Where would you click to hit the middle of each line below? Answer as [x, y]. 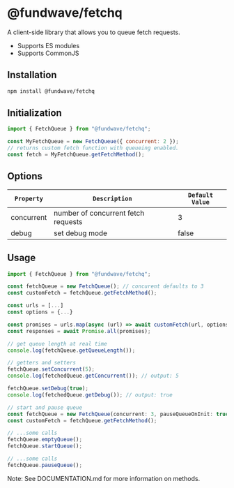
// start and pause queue [45, 407]
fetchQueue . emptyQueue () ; [45, 440]
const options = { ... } [40, 312]
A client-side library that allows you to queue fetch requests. [94, 32]
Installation [32, 75]
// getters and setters [42, 363]
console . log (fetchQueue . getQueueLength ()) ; [71, 350]
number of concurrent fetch [99, 213]
